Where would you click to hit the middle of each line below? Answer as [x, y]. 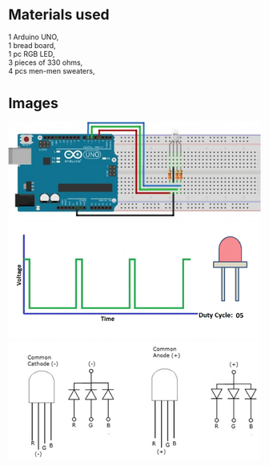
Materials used [59, 15]
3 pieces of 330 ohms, [46, 62]
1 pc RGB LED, [32, 54]
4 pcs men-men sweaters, [52, 70]
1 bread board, [32, 45]
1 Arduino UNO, [34, 37]
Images [33, 104]
